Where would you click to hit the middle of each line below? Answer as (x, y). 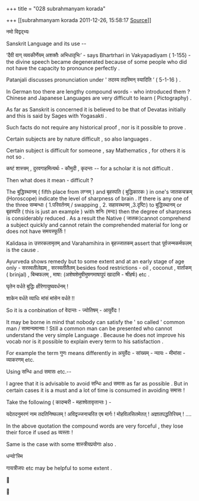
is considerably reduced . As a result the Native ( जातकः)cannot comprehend (99, 218)
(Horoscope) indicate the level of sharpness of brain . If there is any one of (97, 198)
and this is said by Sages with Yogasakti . (56, 116)
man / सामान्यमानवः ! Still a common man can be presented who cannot (89, 328)
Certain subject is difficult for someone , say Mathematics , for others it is (96, 150)
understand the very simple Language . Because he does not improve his (96, 335)
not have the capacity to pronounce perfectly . (63, 68)
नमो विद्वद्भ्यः (18, 32)
